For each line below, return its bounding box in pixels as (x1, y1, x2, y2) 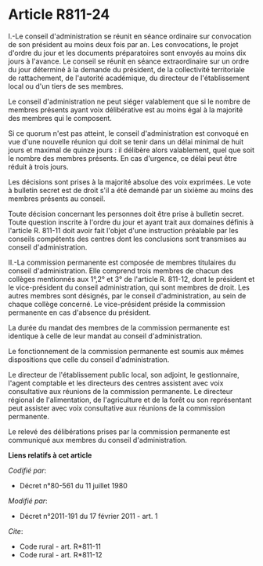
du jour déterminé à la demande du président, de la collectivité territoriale (8, 64, 245, 74)
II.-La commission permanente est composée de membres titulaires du (8, 257, 236, 267)
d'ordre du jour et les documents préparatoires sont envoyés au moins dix (8, 48, 247, 57)
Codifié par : (8, 466, 47, 475)
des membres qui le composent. (8, 113, 112, 122)
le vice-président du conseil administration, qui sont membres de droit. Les (8, 283, 250, 292)
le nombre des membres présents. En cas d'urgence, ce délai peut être (8, 153, 237, 162)
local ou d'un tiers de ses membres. (8, 81, 124, 91)
